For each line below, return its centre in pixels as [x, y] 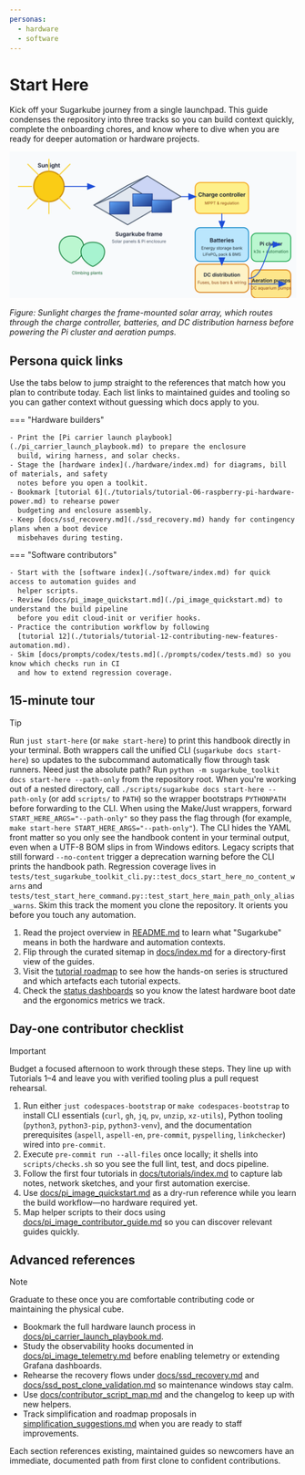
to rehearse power [85, 501]
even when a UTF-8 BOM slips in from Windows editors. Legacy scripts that [152, 847]
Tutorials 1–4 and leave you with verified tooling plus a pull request [134, 1078]
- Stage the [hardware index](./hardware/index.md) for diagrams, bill [148, 465]
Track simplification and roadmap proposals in [110, 1414]
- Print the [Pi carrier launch [71, 438]
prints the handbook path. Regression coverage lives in [113, 866]
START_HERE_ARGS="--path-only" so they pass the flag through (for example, [151, 818]
